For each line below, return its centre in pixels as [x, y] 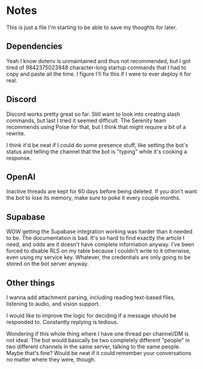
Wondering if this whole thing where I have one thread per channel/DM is [98, 334]
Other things [31, 283]
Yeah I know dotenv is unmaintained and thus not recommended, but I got [98, 61]
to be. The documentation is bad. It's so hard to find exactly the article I [95, 238]
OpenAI [21, 177]
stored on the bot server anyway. [48, 264]
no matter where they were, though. [51, 359]
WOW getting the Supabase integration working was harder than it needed [99, 231]
